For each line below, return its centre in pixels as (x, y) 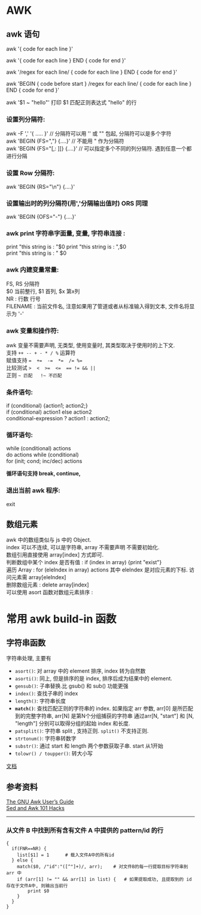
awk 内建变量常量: (33, 270)
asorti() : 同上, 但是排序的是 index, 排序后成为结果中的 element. (93, 679)
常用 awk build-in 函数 (61, 619)
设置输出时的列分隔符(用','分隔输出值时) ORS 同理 (77, 203)
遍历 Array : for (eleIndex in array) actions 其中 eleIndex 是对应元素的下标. (97, 570)
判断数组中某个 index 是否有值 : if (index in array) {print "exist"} (84, 562)
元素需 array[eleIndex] (39, 577)
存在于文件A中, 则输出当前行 (37, 886)
